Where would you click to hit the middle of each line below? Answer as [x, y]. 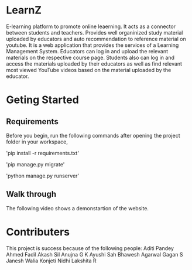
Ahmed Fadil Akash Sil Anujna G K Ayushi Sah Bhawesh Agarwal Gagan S [95, 254]
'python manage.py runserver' [43, 176]
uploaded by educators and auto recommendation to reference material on [96, 39]
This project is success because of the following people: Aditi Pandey [90, 248]
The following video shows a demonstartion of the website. [78, 208]
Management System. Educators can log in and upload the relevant [87, 51]
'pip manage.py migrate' [35, 164]
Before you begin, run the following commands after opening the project [93, 135]
